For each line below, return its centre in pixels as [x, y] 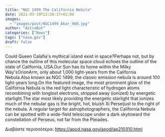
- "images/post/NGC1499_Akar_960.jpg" [50, 24]
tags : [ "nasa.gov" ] [25, 38]
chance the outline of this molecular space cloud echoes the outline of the [81, 61]
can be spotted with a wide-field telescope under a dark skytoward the [78, 114]
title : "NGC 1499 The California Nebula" [49, 10]
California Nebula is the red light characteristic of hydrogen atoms [72, 88]
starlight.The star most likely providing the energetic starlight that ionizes [80, 98]
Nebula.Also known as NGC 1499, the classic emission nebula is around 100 [82, 77]
